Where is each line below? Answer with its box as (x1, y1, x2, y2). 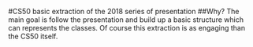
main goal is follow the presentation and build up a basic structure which (8, 15, 244, 24)
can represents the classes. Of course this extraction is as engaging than (8, 23, 246, 32)
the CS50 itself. (8, 31, 58, 41)
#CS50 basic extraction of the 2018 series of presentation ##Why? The (8, 7, 240, 16)
